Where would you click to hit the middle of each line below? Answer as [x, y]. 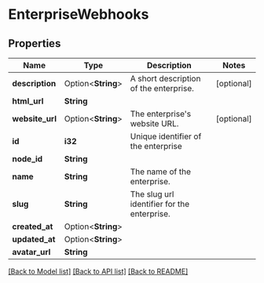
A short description [165, 78]
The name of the [160, 172]
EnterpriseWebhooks [79, 15]
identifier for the [160, 204]
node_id [27, 159]
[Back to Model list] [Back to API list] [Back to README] [98, 271]
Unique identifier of [166, 136]
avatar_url [31, 252]
